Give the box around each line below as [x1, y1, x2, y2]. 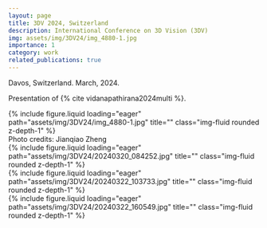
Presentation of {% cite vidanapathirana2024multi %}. [8, 93, 187, 103]
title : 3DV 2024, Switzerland [8, 19, 109, 27]
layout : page [8, 11, 52, 20]
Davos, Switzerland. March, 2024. [8, 77, 120, 88]
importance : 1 [8, 41, 56, 49]
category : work [8, 49, 59, 57]
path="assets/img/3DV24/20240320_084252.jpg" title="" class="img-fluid [8, 151, 255, 160]
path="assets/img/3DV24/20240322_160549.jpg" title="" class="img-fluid [8, 202, 253, 211]
